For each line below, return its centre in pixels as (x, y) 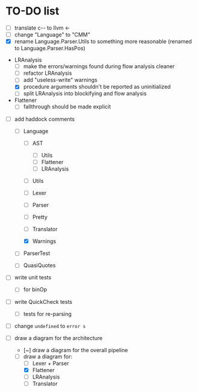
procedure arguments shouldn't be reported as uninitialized (97, 87)
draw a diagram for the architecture (58, 338)
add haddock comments (45, 119)
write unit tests (33, 277)
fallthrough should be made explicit (67, 107)
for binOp (35, 289)
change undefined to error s (50, 326)
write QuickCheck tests (43, 302)
